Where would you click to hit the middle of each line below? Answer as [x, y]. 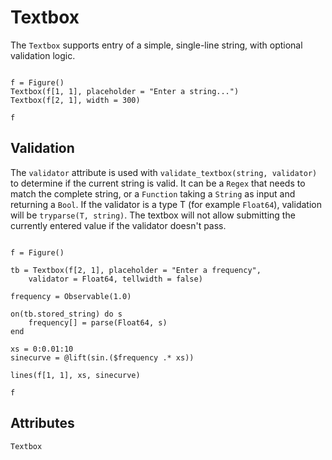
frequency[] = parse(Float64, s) [98, 322]
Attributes [42, 423]
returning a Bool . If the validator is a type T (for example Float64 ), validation [166, 204]
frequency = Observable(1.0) [71, 296]
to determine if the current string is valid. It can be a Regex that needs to [158, 183]
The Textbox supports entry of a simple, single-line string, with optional [156, 45]
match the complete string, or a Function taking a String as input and [153, 193]
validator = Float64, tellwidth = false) [115, 279]
